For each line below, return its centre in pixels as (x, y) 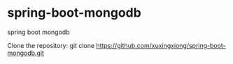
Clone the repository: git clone (51, 45)
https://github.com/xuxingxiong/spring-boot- (161, 45)
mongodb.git (26, 53)
